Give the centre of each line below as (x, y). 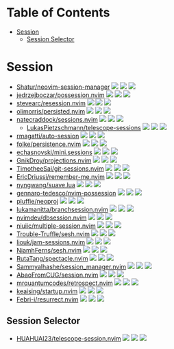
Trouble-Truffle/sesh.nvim (53, 234)
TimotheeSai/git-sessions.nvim (60, 168)
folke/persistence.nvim (49, 144)
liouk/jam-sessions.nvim (51, 242)
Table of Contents (58, 13)
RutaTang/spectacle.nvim (52, 258)
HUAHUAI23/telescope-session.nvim (69, 338)
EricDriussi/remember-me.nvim (61, 176)
